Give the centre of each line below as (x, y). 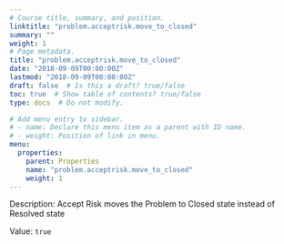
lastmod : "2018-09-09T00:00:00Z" (73, 77)
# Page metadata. (42, 52)
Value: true (30, 231)
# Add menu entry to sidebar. (67, 119)
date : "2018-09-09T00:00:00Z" (67, 69)
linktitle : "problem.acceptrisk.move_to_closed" (103, 26)
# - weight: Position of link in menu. (85, 136)
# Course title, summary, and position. (87, 18)
